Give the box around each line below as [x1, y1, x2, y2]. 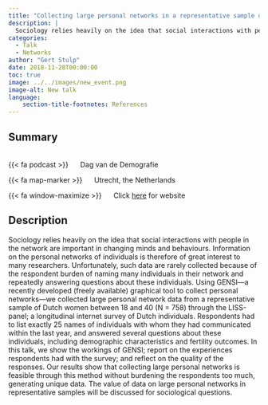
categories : [8, 33, 48, 42]
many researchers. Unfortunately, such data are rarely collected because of [8, 260, 258, 269]
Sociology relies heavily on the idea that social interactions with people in [8, 234, 250, 244]
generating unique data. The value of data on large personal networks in [8, 379, 246, 388]
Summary [8, 130, 58, 144]
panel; [8, 311, 30, 320]
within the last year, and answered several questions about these [8, 328, 222, 337]
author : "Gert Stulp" [8, 57, 81, 65]
